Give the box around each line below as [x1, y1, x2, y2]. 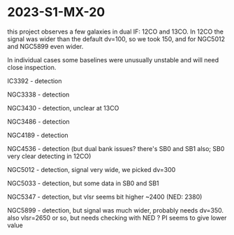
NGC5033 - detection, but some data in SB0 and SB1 [7, 179, 159, 187]
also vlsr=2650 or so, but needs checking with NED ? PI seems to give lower [7, 213, 227, 222]
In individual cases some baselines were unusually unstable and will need [7, 55, 219, 64]
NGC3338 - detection [7, 90, 70, 99]
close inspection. [7, 63, 57, 71]
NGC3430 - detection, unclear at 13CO [7, 104, 119, 112]
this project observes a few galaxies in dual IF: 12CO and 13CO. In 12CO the [7, 27, 224, 36]
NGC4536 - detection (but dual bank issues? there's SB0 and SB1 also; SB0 [7, 144, 225, 152]
